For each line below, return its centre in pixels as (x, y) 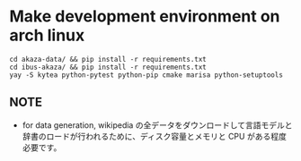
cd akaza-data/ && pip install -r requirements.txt (108, 59)
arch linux (47, 35)
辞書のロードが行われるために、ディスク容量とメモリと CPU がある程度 (155, 136)
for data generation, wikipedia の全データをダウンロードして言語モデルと (157, 125)
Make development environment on (145, 17)
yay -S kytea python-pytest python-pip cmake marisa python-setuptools (146, 75)
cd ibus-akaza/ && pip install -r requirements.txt (108, 67)
